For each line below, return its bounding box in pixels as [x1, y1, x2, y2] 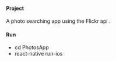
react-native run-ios [14, 50, 63, 57]
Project [6, 5, 24, 12]
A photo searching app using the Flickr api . [6, 18, 111, 25]
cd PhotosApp [14, 44, 49, 51]
